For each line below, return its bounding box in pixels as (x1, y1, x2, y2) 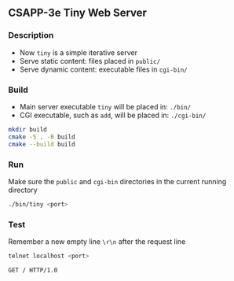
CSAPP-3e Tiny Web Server (8, 6, 148, 20)
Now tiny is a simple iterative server (19, 47, 137, 57)
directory (8, 185, 38, 194)
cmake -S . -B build (8, 133, 76, 141)
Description (8, 30, 54, 41)
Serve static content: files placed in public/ (19, 56, 161, 65)
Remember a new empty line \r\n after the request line (8, 237, 186, 246)
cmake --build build (8, 140, 76, 148)
